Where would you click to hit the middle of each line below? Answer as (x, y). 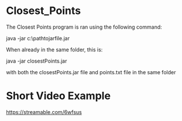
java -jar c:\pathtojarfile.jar (38, 38)
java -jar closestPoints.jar (37, 61)
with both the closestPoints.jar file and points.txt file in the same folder (91, 72)
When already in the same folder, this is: (54, 49)
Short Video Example (59, 96)
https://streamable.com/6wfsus (44, 112)
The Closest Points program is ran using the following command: (84, 27)
